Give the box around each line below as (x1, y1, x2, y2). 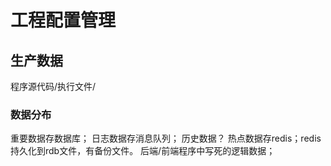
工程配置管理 (10, 9, 117, 32)
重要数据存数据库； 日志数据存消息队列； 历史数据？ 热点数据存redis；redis (10, 132, 322, 145)
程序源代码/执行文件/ (10, 81, 97, 92)
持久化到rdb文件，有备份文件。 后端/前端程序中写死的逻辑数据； (10, 145, 276, 157)
